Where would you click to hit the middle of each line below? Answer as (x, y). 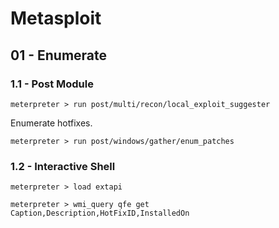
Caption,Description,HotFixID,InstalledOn (100, 213)
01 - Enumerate (59, 55)
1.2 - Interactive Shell (63, 166)
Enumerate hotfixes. (51, 123)
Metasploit (56, 18)
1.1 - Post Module (52, 84)
